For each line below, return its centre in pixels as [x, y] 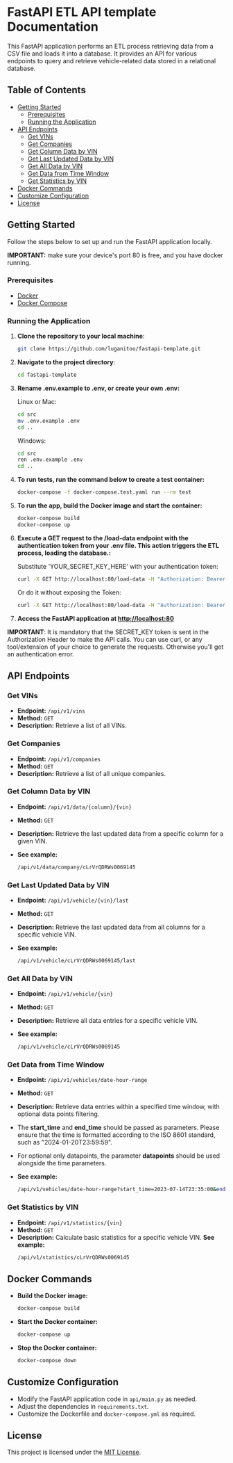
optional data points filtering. [58, 1114]
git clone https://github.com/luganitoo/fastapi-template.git [109, 349]
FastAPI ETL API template [82, 12]
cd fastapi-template [47, 375]
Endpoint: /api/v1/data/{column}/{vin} [74, 807]
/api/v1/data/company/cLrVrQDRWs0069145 [76, 867]
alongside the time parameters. [62, 1163]
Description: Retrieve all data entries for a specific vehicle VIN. [107, 1021]
